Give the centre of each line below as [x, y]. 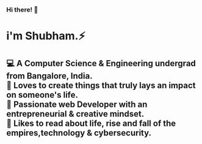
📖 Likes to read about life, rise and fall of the [91, 123]
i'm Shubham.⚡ [46, 36]
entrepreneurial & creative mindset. [75, 114]
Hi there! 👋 [22, 10]
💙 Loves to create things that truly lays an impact [101, 85]
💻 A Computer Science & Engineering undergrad [101, 63]
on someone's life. [42, 94]
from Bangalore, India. [49, 76]
